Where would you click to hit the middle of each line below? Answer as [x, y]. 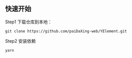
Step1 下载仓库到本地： [29, 22]
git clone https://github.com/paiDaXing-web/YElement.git [66, 31]
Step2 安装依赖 [21, 41]
